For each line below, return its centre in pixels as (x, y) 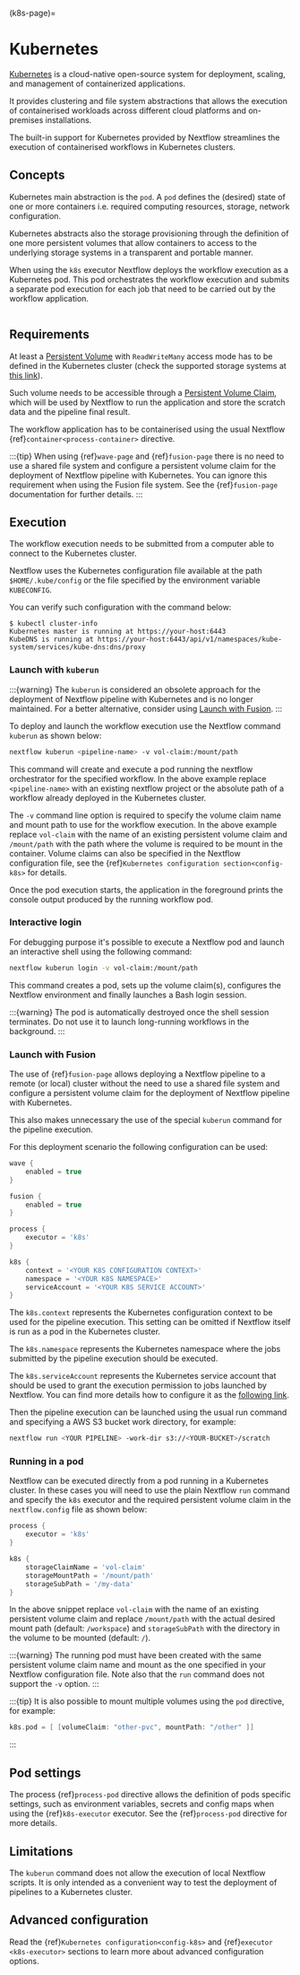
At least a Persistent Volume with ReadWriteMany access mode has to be (141, 356)
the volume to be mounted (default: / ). (80, 1638)
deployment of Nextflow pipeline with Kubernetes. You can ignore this (138, 475)
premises (26, 119)
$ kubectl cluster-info (54, 624)
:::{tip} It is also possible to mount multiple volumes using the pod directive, (147, 1701)
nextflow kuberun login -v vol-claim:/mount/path (104, 968)
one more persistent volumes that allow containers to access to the (133, 242)
